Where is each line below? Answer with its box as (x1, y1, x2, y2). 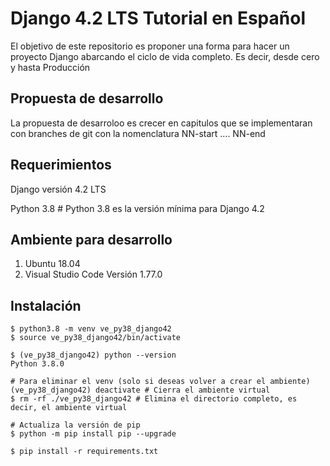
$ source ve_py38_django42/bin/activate (10, 333, 182, 343)
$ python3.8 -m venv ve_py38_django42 (10, 324, 172, 334)
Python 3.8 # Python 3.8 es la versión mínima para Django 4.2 (10, 202, 265, 214)
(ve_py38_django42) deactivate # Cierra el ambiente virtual (10, 385, 271, 396)
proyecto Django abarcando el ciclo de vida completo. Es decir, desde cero (10, 50, 320, 62)
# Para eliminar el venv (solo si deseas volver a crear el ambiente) (10, 377, 311, 387)
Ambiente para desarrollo (10, 231, 173, 248)
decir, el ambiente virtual (10, 403, 128, 413)
